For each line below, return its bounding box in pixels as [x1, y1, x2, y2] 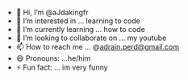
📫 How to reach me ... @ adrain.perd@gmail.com [15, 42, 180, 51]
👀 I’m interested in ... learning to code [15, 16, 141, 26]
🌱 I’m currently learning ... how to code [15, 25, 145, 34]
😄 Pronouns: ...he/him [15, 54, 91, 63]
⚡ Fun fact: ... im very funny [15, 62, 108, 72]
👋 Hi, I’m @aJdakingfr [15, 8, 89, 17]
